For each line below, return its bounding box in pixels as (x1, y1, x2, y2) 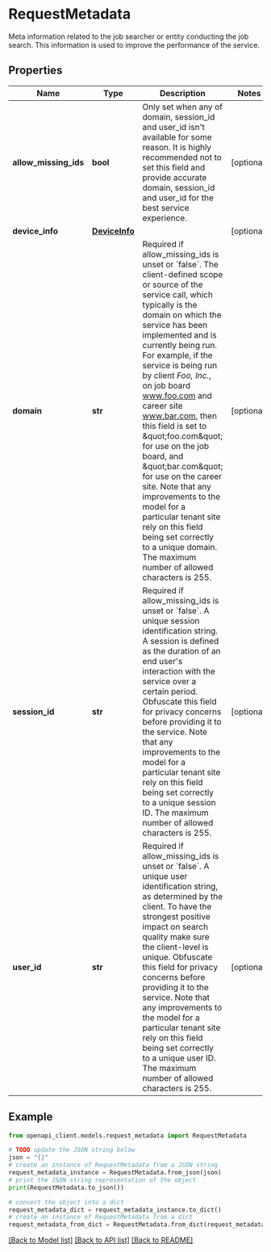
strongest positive (142, 910, 211, 922)
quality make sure (142, 931, 210, 942)
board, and (142, 450, 184, 461)
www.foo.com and (142, 389, 212, 401)
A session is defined (142, 635, 219, 646)
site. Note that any (142, 481, 211, 492)
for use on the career (142, 470, 223, 481)
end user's (142, 655, 183, 666)
